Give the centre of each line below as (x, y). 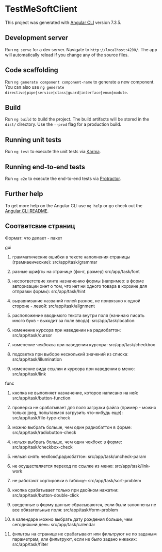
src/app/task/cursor (32, 335)
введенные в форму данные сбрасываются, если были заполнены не (84, 504)
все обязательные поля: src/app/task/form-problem (65, 510)
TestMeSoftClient (41, 9)
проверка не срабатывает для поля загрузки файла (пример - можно (84, 407)
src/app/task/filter (30, 544)
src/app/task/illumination (37, 359)
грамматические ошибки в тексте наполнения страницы (71, 256)
